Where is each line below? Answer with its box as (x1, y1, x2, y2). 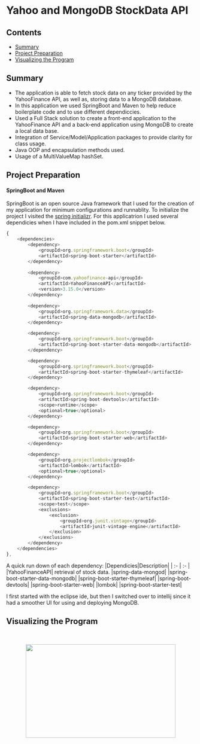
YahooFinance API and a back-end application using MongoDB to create (14, 121, 193, 128)
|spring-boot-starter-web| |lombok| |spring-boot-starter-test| (31, 581, 182, 588)
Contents (6, 28, 42, 38)
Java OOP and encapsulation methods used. (14, 146, 125, 153)
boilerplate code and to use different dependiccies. (14, 108, 142, 115)
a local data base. (14, 127, 59, 135)
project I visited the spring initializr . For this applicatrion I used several (6, 213, 178, 220)
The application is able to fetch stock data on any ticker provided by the (14, 89, 192, 96)
